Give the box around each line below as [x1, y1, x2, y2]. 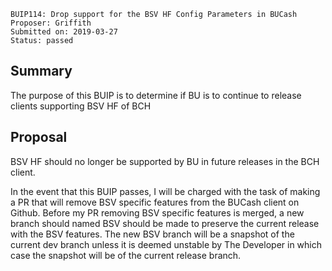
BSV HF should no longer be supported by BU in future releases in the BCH [10, 155, 320, 167]
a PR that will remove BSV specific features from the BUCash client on [10, 196, 300, 208]
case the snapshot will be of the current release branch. [10, 249, 242, 261]
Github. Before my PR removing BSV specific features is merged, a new [10, 206, 305, 219]
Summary [10, 63, 73, 80]
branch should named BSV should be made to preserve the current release [10, 217, 320, 229]
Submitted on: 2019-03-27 [10, 27, 118, 37]
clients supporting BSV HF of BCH [10, 100, 152, 112]
